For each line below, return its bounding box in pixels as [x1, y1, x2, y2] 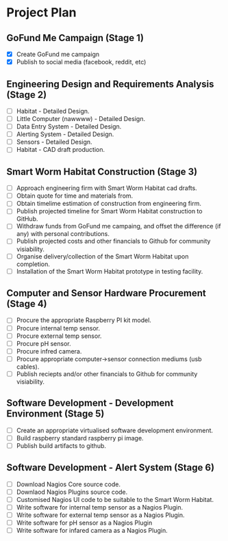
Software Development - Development [6, 397, 174, 409]
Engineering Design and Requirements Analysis [6, 78, 214, 90]
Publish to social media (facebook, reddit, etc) [16, 58, 147, 66]
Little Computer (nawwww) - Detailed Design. [16, 115, 145, 122]
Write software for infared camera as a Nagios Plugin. [16, 527, 168, 535]
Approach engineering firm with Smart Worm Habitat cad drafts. [16, 184, 198, 192]
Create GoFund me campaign [16, 50, 100, 58]
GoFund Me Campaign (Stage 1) [6, 32, 144, 44]
